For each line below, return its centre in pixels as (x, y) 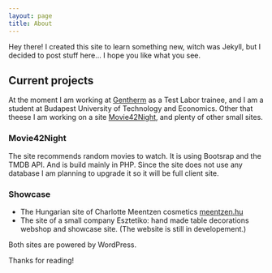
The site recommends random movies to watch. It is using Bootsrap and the (135, 156)
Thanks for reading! (41, 260)
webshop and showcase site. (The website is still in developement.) (133, 228)
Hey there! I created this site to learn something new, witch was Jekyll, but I (135, 46)
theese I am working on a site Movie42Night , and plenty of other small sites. (136, 117)
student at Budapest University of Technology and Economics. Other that (131, 109)
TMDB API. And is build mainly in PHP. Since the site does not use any (126, 164)
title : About (30, 23)
